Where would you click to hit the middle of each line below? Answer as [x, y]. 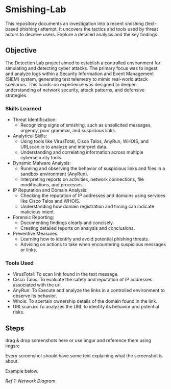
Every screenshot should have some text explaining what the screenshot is [84, 356]
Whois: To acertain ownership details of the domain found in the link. [85, 301]
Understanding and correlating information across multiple [82, 152]
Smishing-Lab [36, 9]
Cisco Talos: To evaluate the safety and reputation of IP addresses [82, 280]
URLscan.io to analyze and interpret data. [64, 147]
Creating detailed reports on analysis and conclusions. [78, 228]
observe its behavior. [35, 296]
